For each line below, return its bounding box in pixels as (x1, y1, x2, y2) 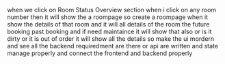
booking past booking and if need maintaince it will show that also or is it (7, 27, 212, 35)
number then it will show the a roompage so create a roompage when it (7, 13, 209, 21)
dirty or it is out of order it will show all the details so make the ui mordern (7, 35, 215, 43)
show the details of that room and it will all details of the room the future (7, 20, 210, 28)
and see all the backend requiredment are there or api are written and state (7, 42, 219, 50)
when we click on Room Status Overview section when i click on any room (7, 6, 217, 14)
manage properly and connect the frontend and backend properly (7, 49, 193, 57)
